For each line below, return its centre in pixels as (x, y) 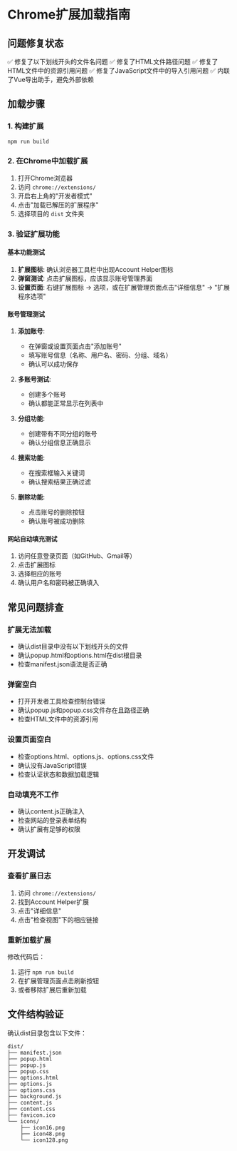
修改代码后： (26, 956)
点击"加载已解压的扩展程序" (58, 205)
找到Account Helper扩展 (53, 902)
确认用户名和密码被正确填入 (58, 583)
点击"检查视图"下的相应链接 (58, 919)
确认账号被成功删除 (57, 521)
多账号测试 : (34, 380)
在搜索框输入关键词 (57, 473)
